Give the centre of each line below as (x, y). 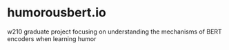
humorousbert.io (57, 13)
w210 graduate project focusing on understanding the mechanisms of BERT (114, 32)
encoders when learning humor (52, 38)
